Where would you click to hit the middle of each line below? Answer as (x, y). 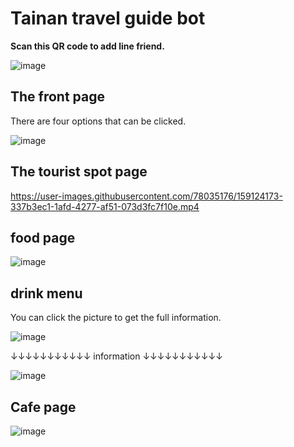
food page (43, 237)
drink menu (46, 293)
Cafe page (43, 407)
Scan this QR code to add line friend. (87, 46)
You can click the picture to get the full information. (116, 318)
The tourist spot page (79, 172)
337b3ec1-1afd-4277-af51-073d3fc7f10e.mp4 (105, 206)
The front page (57, 97)
